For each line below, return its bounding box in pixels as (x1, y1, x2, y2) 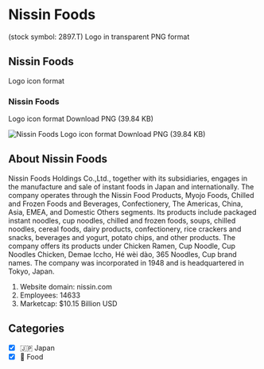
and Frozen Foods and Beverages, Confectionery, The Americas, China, (8, 199, 243, 208)
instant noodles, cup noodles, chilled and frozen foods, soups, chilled (8, 216, 236, 225)
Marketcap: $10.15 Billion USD (19, 298, 118, 308)
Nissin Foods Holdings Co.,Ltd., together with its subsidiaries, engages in (8, 173, 248, 183)
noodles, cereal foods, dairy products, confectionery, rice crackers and (8, 224, 242, 234)
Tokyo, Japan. (8, 266, 55, 276)
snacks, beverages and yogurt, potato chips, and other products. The (8, 232, 236, 242)
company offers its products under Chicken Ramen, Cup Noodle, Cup (8, 241, 236, 251)
